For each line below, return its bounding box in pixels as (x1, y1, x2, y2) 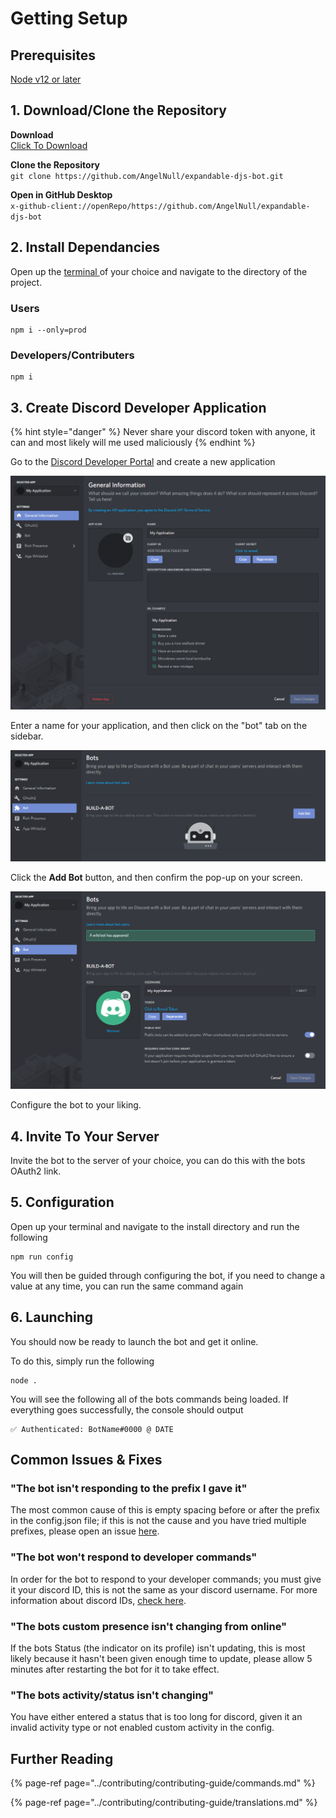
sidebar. (10, 730, 44, 742)
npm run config (10, 1252, 74, 1262)
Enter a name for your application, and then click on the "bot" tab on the (10, 720, 308, 732)
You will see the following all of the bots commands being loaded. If (10, 1393, 289, 1405)
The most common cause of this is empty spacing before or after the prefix (10, 1504, 320, 1516)
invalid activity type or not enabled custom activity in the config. (10, 1722, 275, 1734)
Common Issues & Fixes (10, 1452, 163, 1469)
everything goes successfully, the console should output (10, 1403, 244, 1416)
